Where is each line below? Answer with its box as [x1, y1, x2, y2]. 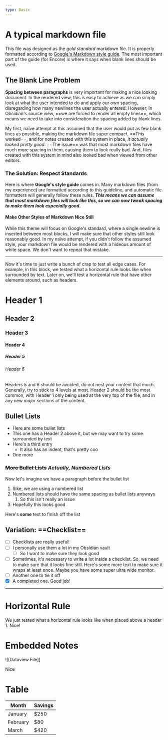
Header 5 [5, 353, 25, 359]
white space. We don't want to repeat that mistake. [5, 246, 110, 253]
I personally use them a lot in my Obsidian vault [12, 545, 110, 551]
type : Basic [5, 7, 30, 13]
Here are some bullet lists [12, 425, 65, 431]
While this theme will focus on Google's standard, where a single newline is [5, 225, 160, 231]
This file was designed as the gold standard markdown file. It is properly [5, 46, 154, 52]
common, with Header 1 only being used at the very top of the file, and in [5, 392, 155, 398]
